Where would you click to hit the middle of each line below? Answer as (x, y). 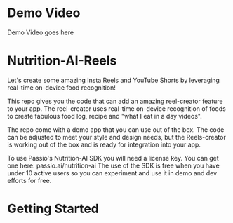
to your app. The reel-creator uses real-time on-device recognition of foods (116, 108)
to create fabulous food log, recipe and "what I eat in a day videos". (105, 116)
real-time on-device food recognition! (61, 87)
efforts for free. (29, 180)
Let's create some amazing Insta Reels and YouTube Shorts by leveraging (113, 80)
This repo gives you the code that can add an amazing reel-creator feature (115, 101)
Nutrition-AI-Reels (62, 61)
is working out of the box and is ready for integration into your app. (104, 144)
